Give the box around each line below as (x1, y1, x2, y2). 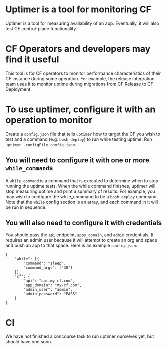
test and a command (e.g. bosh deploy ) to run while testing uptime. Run (5, 136, 152, 142)
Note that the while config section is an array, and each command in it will (5, 199, 158, 205)
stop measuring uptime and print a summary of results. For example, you (5, 188, 155, 194)
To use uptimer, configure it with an (5, 104, 156, 115)
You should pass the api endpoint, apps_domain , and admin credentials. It (5, 232, 154, 238)
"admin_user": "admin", (23, 287, 73, 292)
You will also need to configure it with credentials (5, 219, 162, 227)
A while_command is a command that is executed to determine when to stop (5, 177, 159, 184)
